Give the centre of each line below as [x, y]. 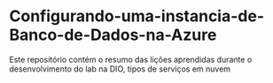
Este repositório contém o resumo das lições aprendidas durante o [131, 59]
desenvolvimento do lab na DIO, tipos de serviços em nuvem [120, 69]
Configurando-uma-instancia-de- [136, 16]
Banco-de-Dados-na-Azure [113, 35]
